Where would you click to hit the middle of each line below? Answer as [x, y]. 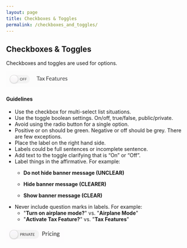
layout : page [22, 12]
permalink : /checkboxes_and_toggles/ [52, 25]
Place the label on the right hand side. [60, 143]
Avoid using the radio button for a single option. [72, 124]
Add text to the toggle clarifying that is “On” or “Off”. [77, 156]
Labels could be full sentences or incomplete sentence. [81, 149]
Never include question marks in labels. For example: [78, 207]
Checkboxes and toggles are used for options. [62, 63]
